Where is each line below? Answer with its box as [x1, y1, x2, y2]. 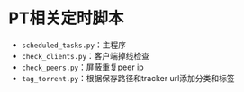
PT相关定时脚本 [8, 8, 124, 29]
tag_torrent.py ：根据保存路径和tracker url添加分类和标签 [21, 72, 235, 83]
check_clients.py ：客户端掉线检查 [21, 50, 150, 61]
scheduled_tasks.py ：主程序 [21, 39, 127, 50]
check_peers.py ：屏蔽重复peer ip [21, 62, 145, 72]
